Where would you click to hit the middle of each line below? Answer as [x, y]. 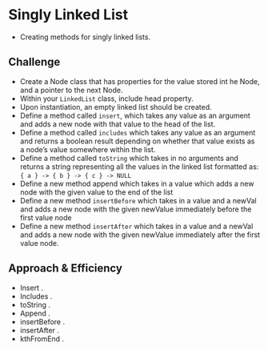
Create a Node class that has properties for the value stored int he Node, [140, 81]
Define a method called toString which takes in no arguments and [129, 158]
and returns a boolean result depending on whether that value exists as [137, 141]
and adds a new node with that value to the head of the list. [118, 124]
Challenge [34, 62]
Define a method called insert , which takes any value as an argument [135, 115]
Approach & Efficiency [65, 269]
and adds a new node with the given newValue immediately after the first [140, 235]
